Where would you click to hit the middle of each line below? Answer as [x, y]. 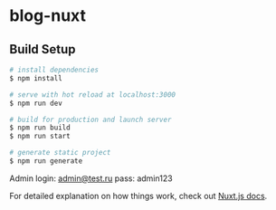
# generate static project [60, 153]
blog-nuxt [48, 16]
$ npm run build [40, 128]
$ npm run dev [36, 103]
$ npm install [36, 78]
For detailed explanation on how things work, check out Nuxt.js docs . [138, 196]
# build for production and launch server [90, 119]
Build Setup [43, 49]
